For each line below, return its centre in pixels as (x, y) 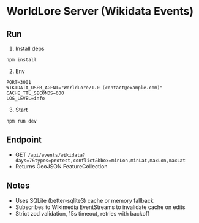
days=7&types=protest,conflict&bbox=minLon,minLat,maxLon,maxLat (100, 161)
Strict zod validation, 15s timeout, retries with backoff (82, 213)
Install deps (30, 48)
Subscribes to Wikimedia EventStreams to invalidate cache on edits (100, 207)
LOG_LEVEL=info (26, 99)
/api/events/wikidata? (56, 155)
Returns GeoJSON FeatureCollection (62, 166)
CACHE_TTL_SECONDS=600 (35, 93)
